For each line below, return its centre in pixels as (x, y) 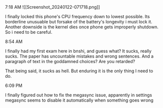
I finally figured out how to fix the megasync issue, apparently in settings (79, 95)
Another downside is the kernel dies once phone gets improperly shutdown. (82, 27)
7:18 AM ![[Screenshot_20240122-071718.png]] (53, 7)
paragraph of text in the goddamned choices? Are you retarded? (70, 61)
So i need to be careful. (29, 32)
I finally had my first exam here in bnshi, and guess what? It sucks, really (78, 51)
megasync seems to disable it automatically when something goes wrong (79, 100)
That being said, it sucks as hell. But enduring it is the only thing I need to (79, 71)
